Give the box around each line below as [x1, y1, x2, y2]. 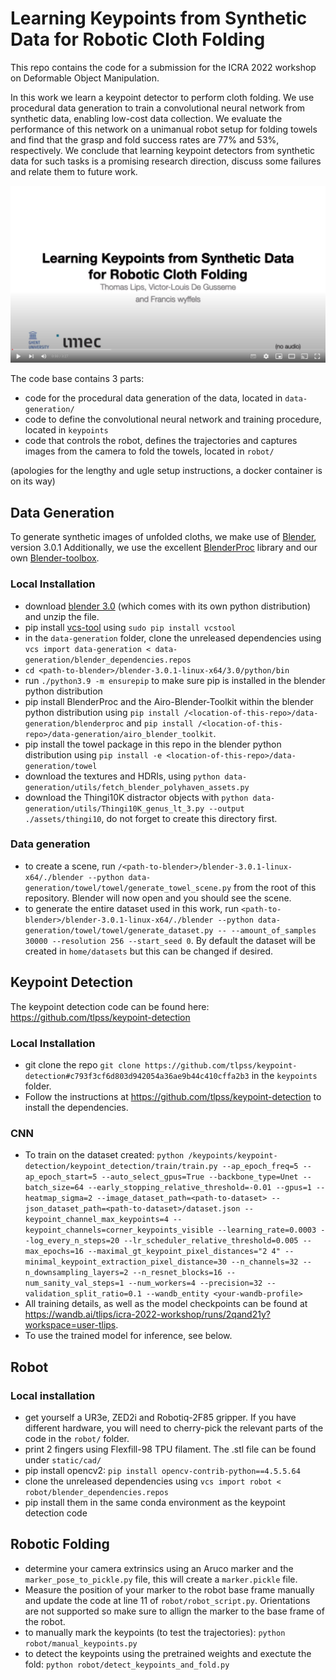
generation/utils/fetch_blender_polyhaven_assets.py [24, 782, 250, 792]
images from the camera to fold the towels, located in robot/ [24, 445, 275, 457]
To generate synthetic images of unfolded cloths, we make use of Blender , [10, 531, 317, 543]
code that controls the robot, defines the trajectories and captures [24, 435, 298, 447]
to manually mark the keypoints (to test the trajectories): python [24, 1626, 286, 1638]
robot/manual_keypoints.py [24, 1638, 138, 1649]
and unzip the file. [24, 610, 100, 622]
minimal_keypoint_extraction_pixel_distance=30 [24, 1257, 227, 1267]
